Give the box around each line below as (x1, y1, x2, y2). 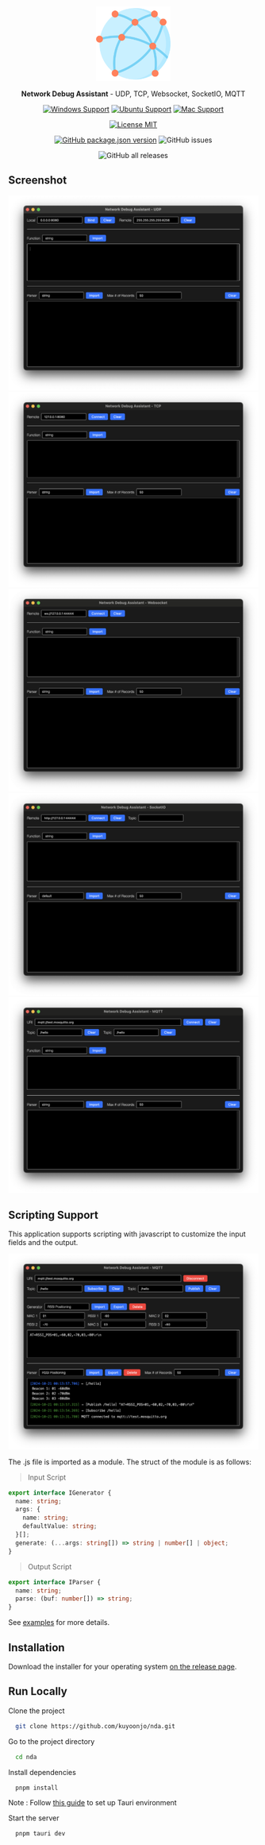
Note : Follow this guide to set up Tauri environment (8, 1798, 177, 1808)
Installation (8, 1641, 65, 1654)
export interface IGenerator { (8, 1488, 112, 1497)
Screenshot (8, 173, 67, 188)
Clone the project (8, 1706, 65, 1715)
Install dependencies (8, 1767, 77, 1777)
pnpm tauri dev (15, 1830, 66, 1838)
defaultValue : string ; (22, 1522, 98, 1530)
